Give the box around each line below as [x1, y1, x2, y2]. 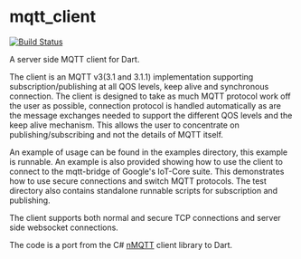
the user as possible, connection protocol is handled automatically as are [9, 100, 282, 110]
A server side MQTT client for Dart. [9, 53, 140, 64]
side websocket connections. [9, 222, 119, 233]
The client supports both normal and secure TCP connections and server [9, 212, 282, 223]
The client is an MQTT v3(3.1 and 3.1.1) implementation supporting [9, 71, 254, 82]
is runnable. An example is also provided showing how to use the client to [9, 156, 283, 167]
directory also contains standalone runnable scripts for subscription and [9, 185, 278, 196]
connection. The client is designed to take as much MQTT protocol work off [9, 91, 291, 101]
